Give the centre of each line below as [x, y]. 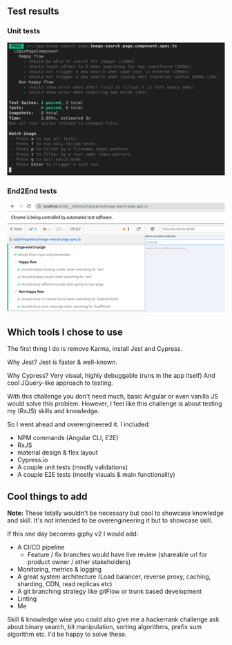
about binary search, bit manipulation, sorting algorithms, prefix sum [105, 627]
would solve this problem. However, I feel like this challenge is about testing [115, 403]
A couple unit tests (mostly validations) [72, 467]
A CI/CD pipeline [41, 547]
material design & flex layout [57, 453]
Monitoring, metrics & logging [59, 570]
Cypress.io [32, 460]
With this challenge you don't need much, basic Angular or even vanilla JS [113, 397]
